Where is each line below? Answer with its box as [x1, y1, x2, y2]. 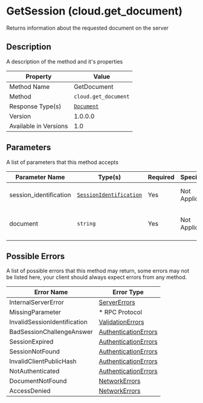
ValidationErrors [98, 318, 144, 326]
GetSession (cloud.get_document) [6, 4, 183, 18]
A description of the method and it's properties [6, 57, 123, 65]
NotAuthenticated [9, 367, 60, 376]
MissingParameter [9, 308, 62, 316]
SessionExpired [9, 338, 54, 346]
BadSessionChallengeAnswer [9, 328, 94, 336]
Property [25, 72, 52, 80]
